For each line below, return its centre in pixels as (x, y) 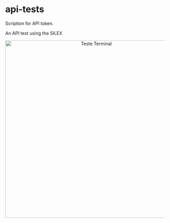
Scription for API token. (30, 23)
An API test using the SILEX (34, 33)
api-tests (25, 9)
